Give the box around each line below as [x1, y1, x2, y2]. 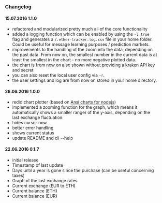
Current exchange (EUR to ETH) [12, 183, 76, 188]
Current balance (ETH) [12, 188, 58, 194]
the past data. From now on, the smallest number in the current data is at [12, 52, 157, 58]
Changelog [5, 3, 31, 10]
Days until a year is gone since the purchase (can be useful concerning [12, 167, 154, 173]
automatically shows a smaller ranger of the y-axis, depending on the [12, 110, 150, 116]
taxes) [12, 173, 25, 178]
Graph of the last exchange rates [12, 177, 78, 183]
